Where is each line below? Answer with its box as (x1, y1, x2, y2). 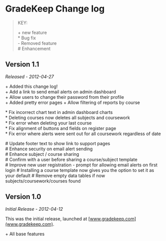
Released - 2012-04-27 (5, 74, 54, 80)
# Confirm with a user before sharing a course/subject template (5, 156, 138, 162)
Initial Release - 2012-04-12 (5, 206, 63, 212)
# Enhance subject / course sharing (5, 151, 79, 157)
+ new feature (17, 29, 47, 35)
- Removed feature (17, 40, 57, 46)
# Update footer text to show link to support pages (5, 140, 110, 146)
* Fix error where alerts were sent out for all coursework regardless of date (5, 131, 161, 137)
